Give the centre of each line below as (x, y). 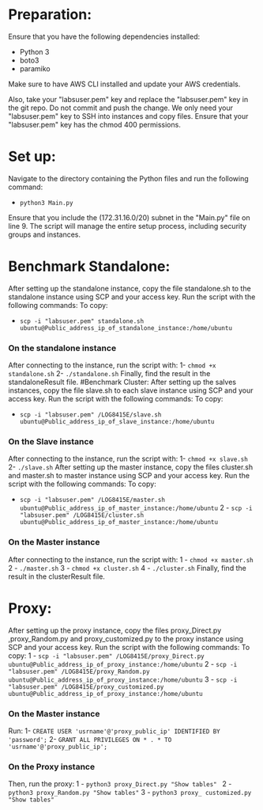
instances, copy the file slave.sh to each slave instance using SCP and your (131, 390)
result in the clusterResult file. (56, 576)
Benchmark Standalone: (89, 266)
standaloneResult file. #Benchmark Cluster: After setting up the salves (122, 382)
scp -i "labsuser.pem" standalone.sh (82, 321)
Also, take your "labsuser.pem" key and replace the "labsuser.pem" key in (128, 99)
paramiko (35, 68)
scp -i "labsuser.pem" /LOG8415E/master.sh (92, 500)
